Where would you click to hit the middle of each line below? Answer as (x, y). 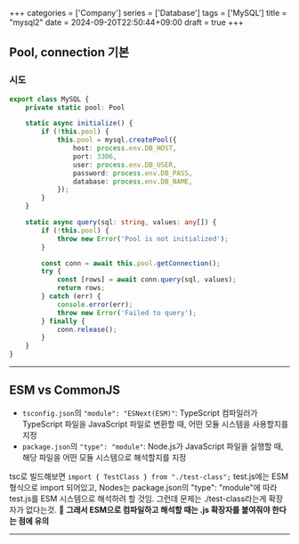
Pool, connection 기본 (69, 53)
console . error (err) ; (95, 304)
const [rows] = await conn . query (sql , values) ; (147, 280)
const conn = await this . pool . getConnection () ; (131, 263)
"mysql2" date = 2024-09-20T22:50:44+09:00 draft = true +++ (126, 22)
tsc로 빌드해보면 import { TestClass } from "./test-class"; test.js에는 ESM (149, 476)
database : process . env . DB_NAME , (133, 182)
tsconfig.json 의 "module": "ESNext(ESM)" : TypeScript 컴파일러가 (140, 412)
